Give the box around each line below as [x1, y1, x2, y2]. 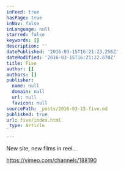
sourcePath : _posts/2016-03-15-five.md [6, 105, 108, 112]
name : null [12, 83, 40, 89]
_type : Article [6, 123, 45, 129]
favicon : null [12, 100, 48, 106]
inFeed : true [6, 9, 40, 15]
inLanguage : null [6, 26, 51, 32]
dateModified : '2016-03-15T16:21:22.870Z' [6, 54, 116, 61]
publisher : [6, 77, 34, 83]
